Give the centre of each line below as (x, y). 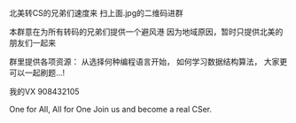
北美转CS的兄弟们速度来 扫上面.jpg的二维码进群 (96, 13)
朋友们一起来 (32, 43)
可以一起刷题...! (37, 73)
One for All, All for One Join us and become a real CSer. (111, 109)
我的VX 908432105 (44, 92)
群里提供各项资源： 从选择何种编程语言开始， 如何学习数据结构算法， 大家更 (148, 61)
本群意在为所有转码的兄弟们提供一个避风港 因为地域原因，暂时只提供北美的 (146, 32)
